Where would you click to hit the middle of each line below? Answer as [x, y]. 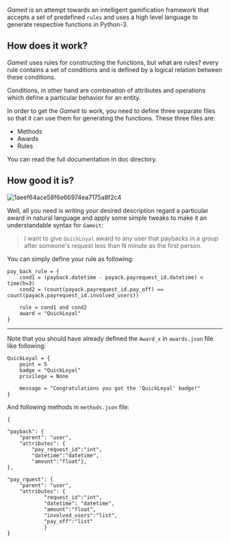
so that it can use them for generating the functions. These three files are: [111, 118]
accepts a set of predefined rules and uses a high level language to [103, 17]
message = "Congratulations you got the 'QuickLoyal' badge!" [110, 388]
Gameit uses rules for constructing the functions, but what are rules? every [113, 62]
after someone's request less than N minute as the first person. [113, 245]
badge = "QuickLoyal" [50, 370]
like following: [27, 346]
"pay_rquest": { [30, 479]
